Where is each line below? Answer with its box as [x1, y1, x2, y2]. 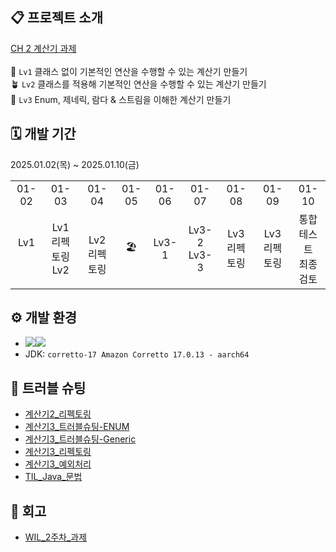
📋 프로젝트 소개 [10, 9, 103, 27]
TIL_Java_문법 [24, 471, 83, 483]
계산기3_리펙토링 [24, 446, 92, 458]
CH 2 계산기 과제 [10, 42, 77, 54]
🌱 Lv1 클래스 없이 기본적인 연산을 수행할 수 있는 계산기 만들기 [10, 65, 248, 77]
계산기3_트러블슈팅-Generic [24, 433, 137, 445]
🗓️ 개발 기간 [10, 126, 77, 143]
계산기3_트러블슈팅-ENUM [24, 421, 130, 433]
